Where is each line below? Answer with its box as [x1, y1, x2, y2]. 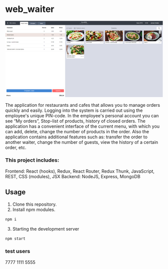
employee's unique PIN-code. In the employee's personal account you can [5, 112, 159, 118]
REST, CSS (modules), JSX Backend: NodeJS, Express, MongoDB [5, 173, 141, 179]
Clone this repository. [12, 201, 57, 207]
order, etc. [5, 144, 26, 150]
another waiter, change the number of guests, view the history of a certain [5, 139, 158, 145]
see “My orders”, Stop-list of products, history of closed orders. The [5, 118, 146, 124]
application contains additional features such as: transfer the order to [5, 134, 147, 140]
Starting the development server [12, 226, 79, 232]
